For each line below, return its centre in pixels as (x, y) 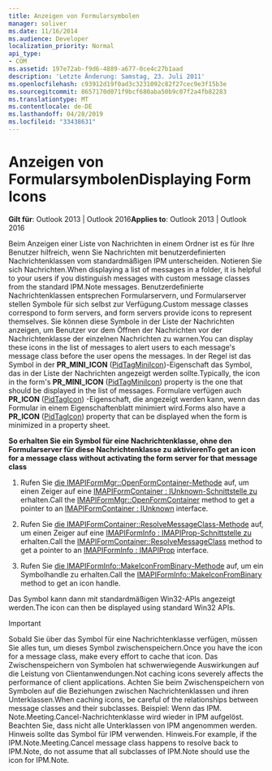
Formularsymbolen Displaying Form (130, 179)
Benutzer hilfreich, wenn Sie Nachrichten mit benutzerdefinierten (117, 252)
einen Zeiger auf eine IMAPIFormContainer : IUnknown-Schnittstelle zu (139, 491)
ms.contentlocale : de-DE (50, 107)
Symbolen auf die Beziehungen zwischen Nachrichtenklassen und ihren (129, 690)
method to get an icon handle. (70, 583)
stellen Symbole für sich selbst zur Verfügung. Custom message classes (129, 304)
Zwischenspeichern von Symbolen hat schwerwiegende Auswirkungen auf (134, 664)
